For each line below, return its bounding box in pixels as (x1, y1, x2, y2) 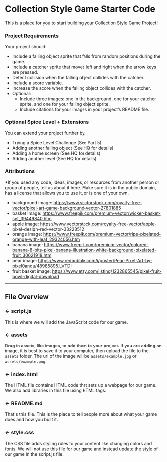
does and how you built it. (5, 417, 58, 423)
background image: (12, 199, 53, 205)
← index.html (5, 371, 38, 378)
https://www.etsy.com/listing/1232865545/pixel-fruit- (52, 268, 162, 274)
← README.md (5, 400, 43, 407)
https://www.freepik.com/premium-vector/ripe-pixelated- (43, 231, 161, 237)
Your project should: (5, 44, 47, 50)
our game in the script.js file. (5, 451, 64, 457)
